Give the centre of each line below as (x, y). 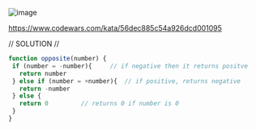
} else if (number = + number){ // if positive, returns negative (126, 81)
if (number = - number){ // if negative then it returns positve (130, 66)
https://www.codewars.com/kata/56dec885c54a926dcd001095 (115, 28)
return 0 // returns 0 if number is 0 (99, 104)
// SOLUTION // (34, 44)
